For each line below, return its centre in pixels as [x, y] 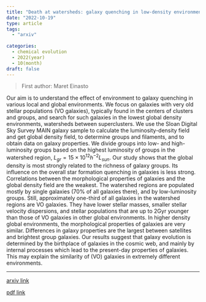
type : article [25, 23]
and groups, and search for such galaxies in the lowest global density [94, 117]
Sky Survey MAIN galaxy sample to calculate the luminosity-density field [98, 131]
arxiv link [18, 280]
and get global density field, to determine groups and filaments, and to [95, 137]
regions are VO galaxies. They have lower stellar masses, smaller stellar [97, 204]
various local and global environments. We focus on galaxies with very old [100, 105]
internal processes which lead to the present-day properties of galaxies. [97, 250]
